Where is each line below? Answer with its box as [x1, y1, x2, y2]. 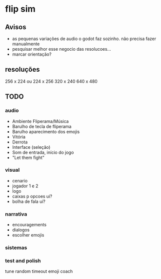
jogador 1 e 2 [12, 183, 39, 189]
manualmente [12, 41, 40, 47]
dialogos [12, 227, 30, 233]
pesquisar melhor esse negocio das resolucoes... [12, 46, 111, 52]
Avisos [5, 23, 26, 31]
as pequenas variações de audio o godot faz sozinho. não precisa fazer [12, 36, 157, 41]
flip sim [5, 3, 36, 15]
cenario [12, 178, 28, 183]
